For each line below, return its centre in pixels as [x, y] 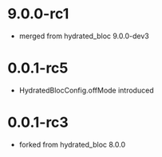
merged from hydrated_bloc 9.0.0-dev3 [84, 36]
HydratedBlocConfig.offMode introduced [86, 90]
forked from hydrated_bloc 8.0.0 [72, 144]
